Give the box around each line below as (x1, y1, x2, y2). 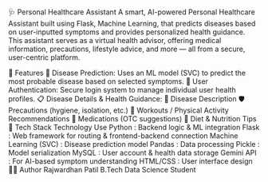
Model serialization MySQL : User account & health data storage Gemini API (8, 148, 257, 157)
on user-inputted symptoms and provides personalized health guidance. (8, 27, 246, 37)
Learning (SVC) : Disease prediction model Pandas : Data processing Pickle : (8, 140, 260, 148)
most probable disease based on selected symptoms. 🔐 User (8, 77, 209, 86)
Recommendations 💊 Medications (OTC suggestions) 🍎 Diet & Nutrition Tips (8, 114, 257, 123)
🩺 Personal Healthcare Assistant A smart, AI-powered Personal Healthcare (8, 7, 255, 17)
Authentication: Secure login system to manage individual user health (8, 85, 237, 94)
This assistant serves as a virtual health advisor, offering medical (8, 36, 222, 45)
